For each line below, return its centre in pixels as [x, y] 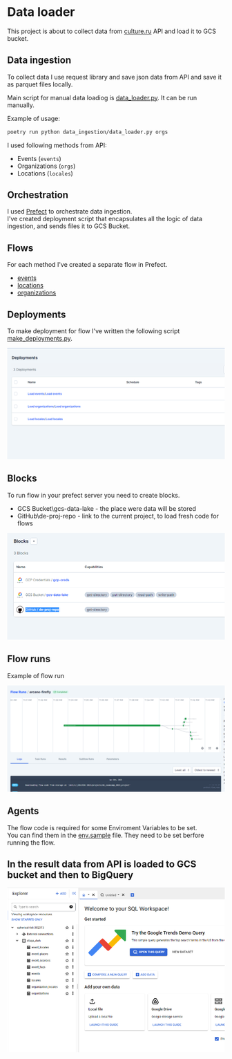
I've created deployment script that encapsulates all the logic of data [105, 219]
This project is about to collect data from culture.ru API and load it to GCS [112, 31]
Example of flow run [36, 675]
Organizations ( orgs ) [46, 166]
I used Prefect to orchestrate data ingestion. [70, 212]
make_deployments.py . [40, 339]
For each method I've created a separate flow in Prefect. [87, 265]
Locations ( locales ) [45, 173]
